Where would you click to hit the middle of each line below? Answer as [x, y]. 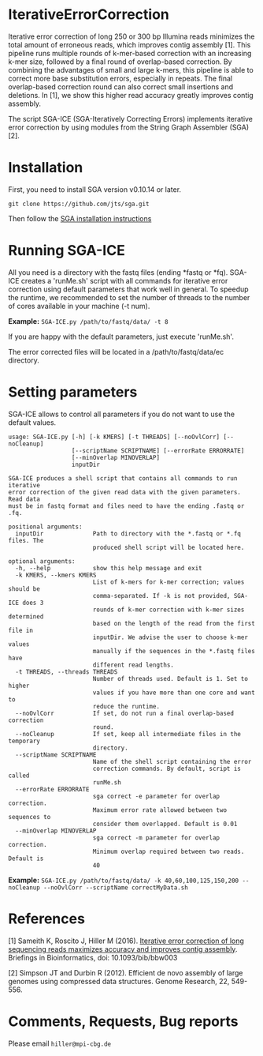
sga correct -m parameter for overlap [156, 838]
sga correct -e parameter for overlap [156, 796]
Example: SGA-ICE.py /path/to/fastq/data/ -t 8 [88, 321]
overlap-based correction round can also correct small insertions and [121, 86]
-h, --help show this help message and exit [109, 568]
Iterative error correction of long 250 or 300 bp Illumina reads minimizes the [131, 36]
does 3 [33, 603]
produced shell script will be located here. [169, 547]
